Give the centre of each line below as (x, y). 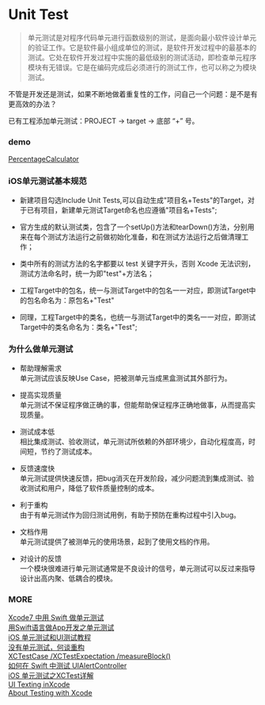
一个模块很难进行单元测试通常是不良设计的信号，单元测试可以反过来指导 (137, 568)
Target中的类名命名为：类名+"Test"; (78, 327)
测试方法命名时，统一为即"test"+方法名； (87, 273)
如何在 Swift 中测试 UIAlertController (68, 666)
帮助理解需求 (40, 368)
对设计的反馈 (40, 558)
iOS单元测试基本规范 (47, 182)
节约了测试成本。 (68, 451)
